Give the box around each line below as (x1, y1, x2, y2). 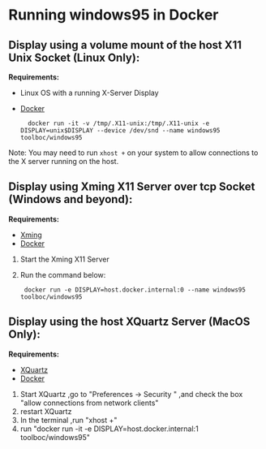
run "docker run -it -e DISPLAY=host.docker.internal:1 (19, 424, 199, 434)
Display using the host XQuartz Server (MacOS (8, 315, 251, 329)
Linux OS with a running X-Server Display (19, 88, 160, 97)
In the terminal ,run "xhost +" (19, 415, 118, 425)
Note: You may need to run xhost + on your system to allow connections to (8, 148, 259, 158)
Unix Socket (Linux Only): (8, 50, 140, 64)
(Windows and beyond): (8, 192, 133, 206)
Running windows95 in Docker (8, 6, 219, 24)
